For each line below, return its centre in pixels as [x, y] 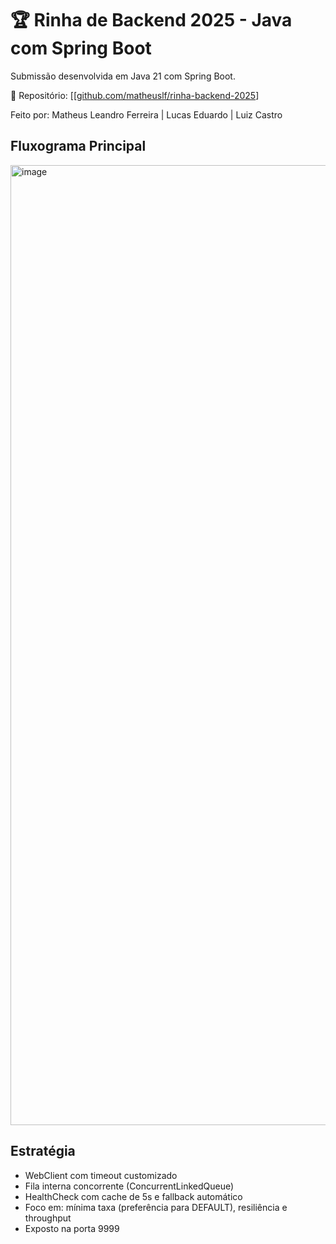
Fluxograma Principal [78, 146]
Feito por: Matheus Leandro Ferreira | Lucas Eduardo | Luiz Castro [146, 114]
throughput [48, 1218]
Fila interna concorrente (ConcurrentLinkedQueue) [129, 1186]
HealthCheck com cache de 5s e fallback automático [133, 1196]
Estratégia [43, 1151]
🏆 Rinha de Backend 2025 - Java [151, 20]
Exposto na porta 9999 [72, 1228]
